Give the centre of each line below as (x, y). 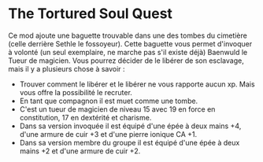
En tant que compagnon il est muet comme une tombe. (109, 101)
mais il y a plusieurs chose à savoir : (67, 68)
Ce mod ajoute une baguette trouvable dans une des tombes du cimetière (128, 35)
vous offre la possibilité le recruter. (76, 92)
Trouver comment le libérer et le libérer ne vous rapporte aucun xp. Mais (137, 84)
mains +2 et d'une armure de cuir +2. (80, 151)
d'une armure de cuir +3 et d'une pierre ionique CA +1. (108, 134)
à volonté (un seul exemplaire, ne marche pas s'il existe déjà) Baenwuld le (128, 52)
